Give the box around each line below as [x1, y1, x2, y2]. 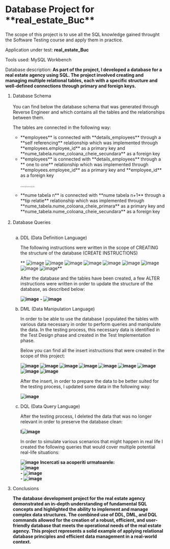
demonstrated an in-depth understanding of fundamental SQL [12, 500, 147, 507]
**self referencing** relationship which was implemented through [20, 140, 158, 146]
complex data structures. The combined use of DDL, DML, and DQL [12, 511, 157, 517]
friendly [12, 522, 31, 529]
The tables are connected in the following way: [12, 124, 111, 130]
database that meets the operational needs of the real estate [31, 522, 162, 529]
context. [12, 538, 32, 545]
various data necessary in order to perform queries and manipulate [20, 321, 161, 327]
